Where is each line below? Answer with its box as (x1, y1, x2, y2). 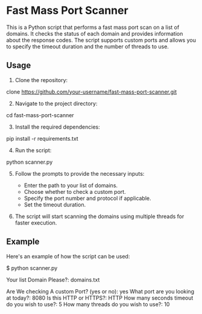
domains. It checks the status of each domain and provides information (6, 30, 183, 37)
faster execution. (14, 219, 57, 226)
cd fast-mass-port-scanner (6, 111, 74, 118)
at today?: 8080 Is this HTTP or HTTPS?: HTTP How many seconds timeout (6, 294, 194, 301)
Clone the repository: (14, 76, 68, 83)
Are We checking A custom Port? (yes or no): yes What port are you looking (6, 287, 195, 295)
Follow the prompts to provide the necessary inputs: (14, 170, 145, 177)
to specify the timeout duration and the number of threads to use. (6, 43, 169, 50)
